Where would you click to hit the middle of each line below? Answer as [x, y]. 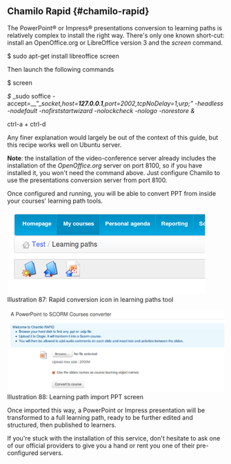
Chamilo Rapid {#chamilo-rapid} [78, 11]
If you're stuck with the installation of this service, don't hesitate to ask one [114, 438]
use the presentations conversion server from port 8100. [87, 180]
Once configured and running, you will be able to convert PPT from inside [112, 193]
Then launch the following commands [61, 69]
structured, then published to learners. [62, 425]
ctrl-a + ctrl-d [27, 124]
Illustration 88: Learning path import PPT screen [75, 397]
